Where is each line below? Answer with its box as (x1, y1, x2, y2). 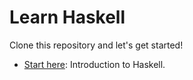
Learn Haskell (9, 6, 126, 29)
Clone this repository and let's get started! (9, 39, 184, 51)
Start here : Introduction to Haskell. (23, 58, 166, 70)
